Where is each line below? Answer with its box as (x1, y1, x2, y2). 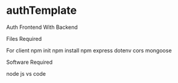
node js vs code (6, 70, 46, 77)
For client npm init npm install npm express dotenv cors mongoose (6, 46, 172, 54)
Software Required (6, 58, 53, 66)
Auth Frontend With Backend (6, 23, 78, 31)
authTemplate (6, 4, 77, 17)
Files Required (6, 35, 42, 42)
